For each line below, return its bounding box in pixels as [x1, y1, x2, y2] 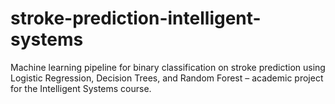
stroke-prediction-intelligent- [10, 7, 262, 30]
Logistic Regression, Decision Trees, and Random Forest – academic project [10, 72, 324, 84]
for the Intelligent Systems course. [10, 82, 152, 94]
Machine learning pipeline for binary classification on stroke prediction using [10, 61, 326, 73]
